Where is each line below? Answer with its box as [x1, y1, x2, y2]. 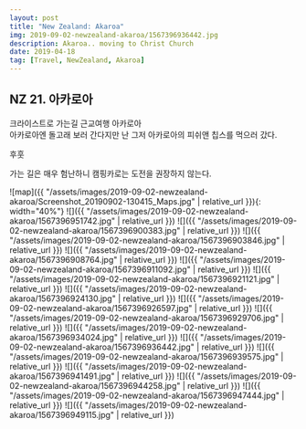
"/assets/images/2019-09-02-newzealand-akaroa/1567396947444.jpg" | [9, 390, 285, 401]
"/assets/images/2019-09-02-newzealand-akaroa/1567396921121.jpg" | [9, 273, 280, 284]
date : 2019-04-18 [9, 47, 76, 57]
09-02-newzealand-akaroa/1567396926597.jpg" [9, 302, 193, 313]
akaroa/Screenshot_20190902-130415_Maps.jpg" [9, 195, 195, 206]
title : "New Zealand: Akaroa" [9, 22, 125, 31]
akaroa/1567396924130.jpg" [9, 293, 116, 304]
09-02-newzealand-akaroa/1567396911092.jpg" [9, 264, 192, 275]
